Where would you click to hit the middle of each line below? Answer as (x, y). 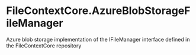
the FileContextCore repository (44, 46)
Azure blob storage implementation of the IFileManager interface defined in (98, 39)
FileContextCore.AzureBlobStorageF (98, 11)
